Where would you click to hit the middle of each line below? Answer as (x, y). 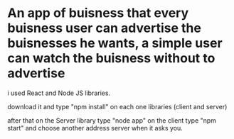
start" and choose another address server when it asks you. (95, 128)
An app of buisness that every (98, 13)
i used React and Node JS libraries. (59, 93)
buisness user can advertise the (104, 28)
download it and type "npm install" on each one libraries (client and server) (117, 106)
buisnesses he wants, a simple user (115, 43)
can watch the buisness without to (111, 59)
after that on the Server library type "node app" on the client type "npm (112, 120)
